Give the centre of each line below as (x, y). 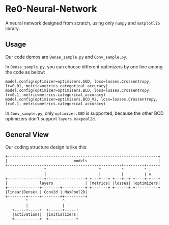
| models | (83, 161)
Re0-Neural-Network (51, 9)
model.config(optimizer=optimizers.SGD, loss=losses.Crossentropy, (78, 81)
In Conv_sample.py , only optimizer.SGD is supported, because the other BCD (84, 113)
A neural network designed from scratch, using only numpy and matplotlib (83, 23)
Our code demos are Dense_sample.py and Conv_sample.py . (66, 57)
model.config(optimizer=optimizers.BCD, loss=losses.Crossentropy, (78, 90)
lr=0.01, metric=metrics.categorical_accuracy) (57, 86)
